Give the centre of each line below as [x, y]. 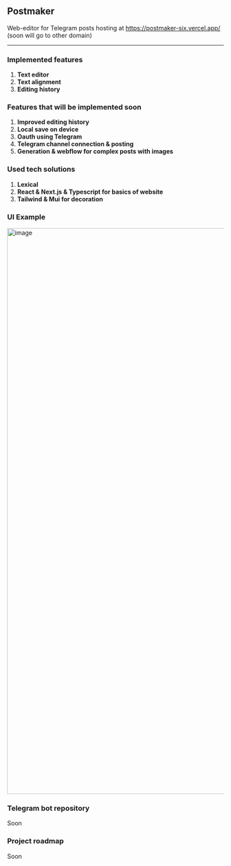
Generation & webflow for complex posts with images [95, 152]
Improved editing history [53, 122]
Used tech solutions [41, 170]
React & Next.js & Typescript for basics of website [90, 192]
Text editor [33, 74]
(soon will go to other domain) [50, 35]
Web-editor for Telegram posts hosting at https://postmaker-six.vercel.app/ [114, 28]
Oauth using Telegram [49, 137]
